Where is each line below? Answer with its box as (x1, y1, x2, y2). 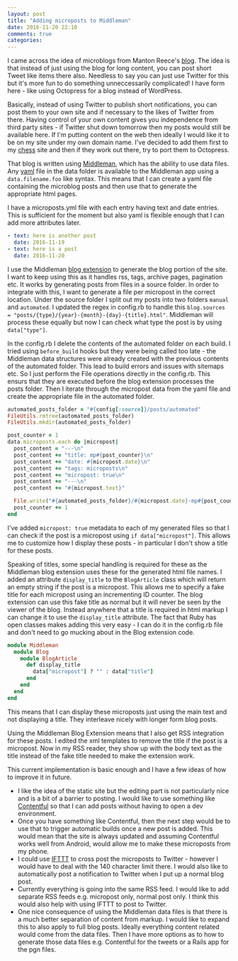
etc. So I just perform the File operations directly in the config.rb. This (7, 369, 211, 377)
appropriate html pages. (7, 190, 78, 198)
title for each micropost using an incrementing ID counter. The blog (7, 590, 203, 598)
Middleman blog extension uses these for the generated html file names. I (7, 567, 222, 576)
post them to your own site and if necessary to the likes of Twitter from (7, 108, 215, 117)
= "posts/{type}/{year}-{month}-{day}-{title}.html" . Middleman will (7, 310, 214, 318)
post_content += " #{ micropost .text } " (13, 485, 125, 492)
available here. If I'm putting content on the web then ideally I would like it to (7, 131, 229, 139)
